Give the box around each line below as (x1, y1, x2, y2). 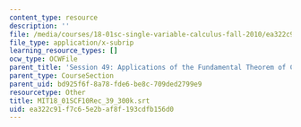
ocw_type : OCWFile (9, 55, 78, 63)
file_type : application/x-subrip (9, 38, 134, 47)
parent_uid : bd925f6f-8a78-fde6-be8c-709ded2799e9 (9, 80, 202, 89)
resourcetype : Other (9, 88, 87, 97)
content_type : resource (9, 13, 99, 22)
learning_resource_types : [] (9, 47, 118, 55)
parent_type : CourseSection (9, 72, 115, 80)
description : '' (9, 21, 70, 30)
